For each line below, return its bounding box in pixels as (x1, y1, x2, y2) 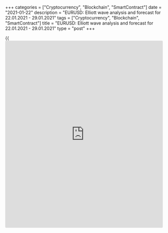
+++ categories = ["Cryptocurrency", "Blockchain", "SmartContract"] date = (5, 4, 162, 10)
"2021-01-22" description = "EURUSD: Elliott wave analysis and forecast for (5, 9, 161, 15)
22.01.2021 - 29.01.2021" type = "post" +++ (5, 25, 95, 31)
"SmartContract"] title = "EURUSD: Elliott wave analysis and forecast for (5, 20, 153, 26)
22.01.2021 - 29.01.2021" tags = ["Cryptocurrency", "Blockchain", (5, 15, 139, 20)
